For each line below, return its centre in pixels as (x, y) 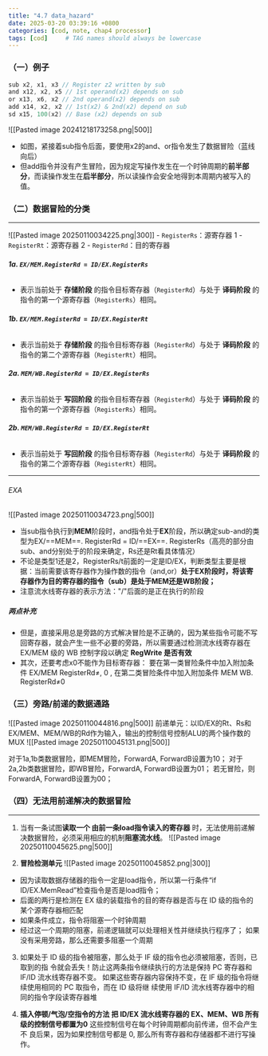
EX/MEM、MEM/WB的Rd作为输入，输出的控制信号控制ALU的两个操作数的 (130, 733)
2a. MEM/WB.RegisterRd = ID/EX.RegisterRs (79, 374)
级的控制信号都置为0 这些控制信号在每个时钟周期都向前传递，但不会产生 (138, 1024)
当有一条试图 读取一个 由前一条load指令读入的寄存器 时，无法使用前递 (134, 827)
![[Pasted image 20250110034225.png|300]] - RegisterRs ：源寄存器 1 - (126, 235)
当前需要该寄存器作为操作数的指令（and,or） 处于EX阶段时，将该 (140, 571)
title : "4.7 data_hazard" (51, 16)
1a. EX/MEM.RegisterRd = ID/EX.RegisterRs (79, 264)
